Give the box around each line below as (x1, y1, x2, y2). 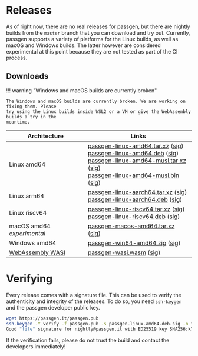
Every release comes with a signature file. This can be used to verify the (6, 291, 181, 298)
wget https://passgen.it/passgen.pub (6, 315, 99, 321)
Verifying (6, 272, 53, 285)
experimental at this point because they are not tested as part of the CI (6, 48, 178, 55)
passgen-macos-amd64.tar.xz (87, 222, 175, 230)
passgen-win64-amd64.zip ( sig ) (87, 239, 181, 247)
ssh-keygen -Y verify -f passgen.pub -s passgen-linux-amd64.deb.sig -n (6, 321, 189, 327)
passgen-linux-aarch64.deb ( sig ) (87, 195, 183, 204)
